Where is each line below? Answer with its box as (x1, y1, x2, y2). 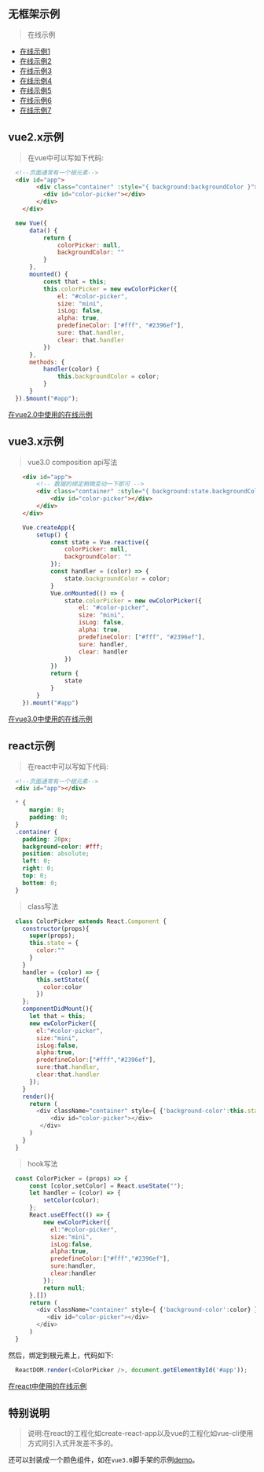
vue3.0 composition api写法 (27, 457, 118, 467)
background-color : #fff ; (22, 843, 104, 851)
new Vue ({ (15, 219, 47, 227)
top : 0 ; (22, 872, 47, 880)
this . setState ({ (36, 976, 90, 983)
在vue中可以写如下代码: (27, 152, 104, 163)
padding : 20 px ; (22, 835, 72, 843)
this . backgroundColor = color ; (57, 372, 159, 381)
